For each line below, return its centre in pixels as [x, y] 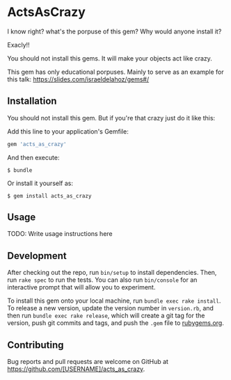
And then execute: [33, 157]
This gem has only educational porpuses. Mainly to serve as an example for [115, 72]
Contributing [35, 345]
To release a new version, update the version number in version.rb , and [111, 308]
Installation [32, 101]
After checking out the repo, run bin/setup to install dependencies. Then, [112, 273]
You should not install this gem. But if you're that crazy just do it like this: [111, 118]
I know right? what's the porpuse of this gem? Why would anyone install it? [114, 31]
